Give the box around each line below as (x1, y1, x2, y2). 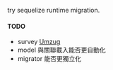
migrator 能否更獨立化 (17, 55, 82, 63)
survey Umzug (17, 38, 61, 46)
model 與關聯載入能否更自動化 (17, 45, 106, 55)
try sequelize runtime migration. (7, 6, 100, 14)
